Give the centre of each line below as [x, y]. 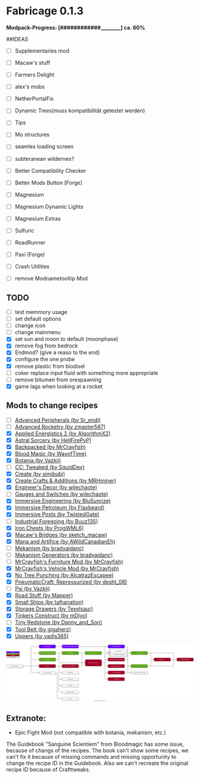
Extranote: [26, 718]
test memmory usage [41, 312]
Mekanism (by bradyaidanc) [49, 548]
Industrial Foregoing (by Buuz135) [56, 521]
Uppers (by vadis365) [42, 636]
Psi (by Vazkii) [32, 589]
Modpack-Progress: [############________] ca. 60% [76, 28]
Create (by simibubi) [40, 474]
